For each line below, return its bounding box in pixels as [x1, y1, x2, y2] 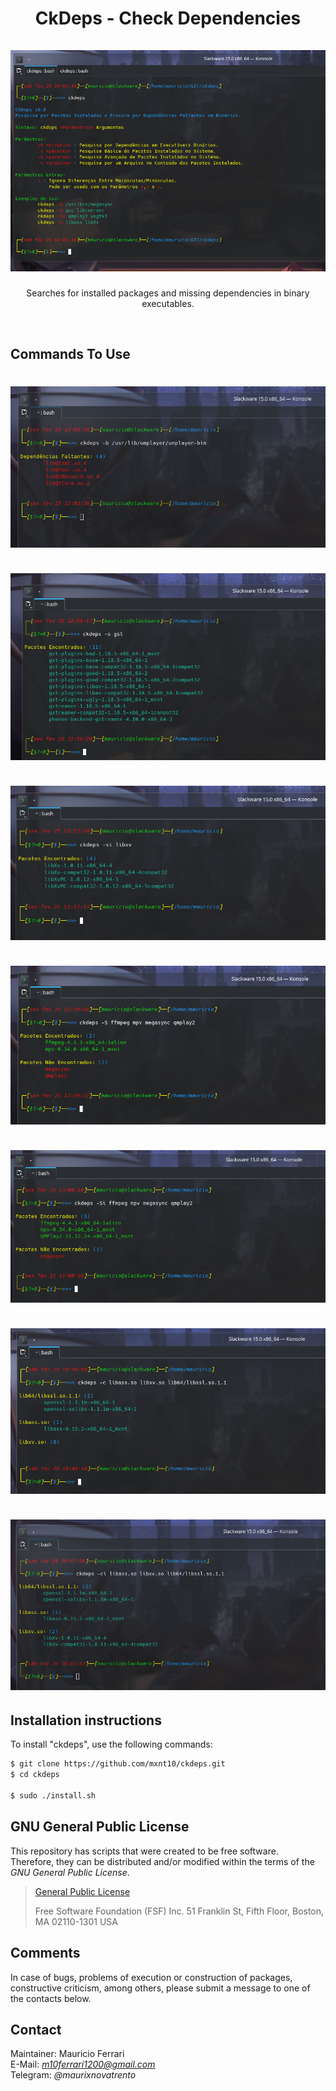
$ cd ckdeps [10, 1770, 60, 1780]
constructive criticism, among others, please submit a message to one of [10, 1982, 311, 1994]
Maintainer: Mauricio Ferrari [10, 2048, 125, 2060]
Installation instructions [10, 1712, 162, 1729]
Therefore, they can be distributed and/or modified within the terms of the [10, 1855, 315, 1867]
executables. [141, 297, 195, 309]
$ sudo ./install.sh [10, 1791, 97, 1801]
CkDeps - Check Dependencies [34, 7, 302, 30]
